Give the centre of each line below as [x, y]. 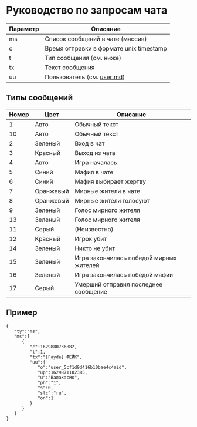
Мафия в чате [94, 172]
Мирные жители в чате [108, 191]
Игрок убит [91, 238]
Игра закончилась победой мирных [126, 258]
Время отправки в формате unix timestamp [106, 48]
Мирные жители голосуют [112, 200]
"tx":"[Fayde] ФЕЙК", [56, 357]
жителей [87, 265]
